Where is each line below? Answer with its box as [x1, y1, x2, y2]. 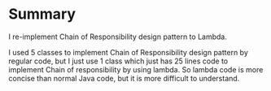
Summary [8, 5, 76, 24]
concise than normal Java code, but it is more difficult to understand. [8, 73, 240, 83]
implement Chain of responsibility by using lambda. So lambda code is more [8, 64, 264, 74]
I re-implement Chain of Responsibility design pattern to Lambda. [8, 32, 228, 41]
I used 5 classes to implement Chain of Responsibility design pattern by [8, 47, 248, 57]
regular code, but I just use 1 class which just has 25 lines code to [8, 56, 229, 66]
